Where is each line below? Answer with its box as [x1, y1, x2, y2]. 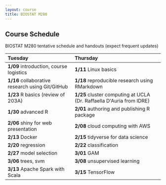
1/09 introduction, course [7, 63, 68, 70]
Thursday [75, 55, 98, 62]
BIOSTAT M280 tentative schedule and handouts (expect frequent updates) [5, 43, 159, 49]
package [75, 112, 95, 119]
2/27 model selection [7, 150, 58, 156]
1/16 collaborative [7, 77, 51, 84]
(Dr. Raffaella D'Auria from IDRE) [75, 97, 150, 104]
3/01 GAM [75, 150, 99, 156]
